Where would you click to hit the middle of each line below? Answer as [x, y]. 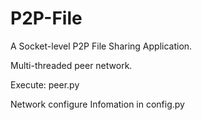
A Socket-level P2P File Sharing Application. [101, 46]
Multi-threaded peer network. [71, 65]
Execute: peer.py [45, 84]
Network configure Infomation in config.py [97, 104]
